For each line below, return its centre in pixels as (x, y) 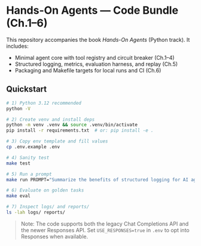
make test (19, 163)
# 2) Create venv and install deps (51, 119)
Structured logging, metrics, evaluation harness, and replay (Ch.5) (96, 64)
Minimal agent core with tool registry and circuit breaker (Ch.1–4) (95, 57)
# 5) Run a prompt (29, 174)
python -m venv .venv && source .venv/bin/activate (72, 125)
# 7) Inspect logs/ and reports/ (48, 207)
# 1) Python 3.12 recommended (44, 103)
